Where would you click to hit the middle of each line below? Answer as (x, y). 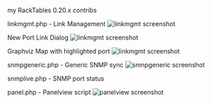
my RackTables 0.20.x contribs (52, 10)
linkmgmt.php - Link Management (57, 24)
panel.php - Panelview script (49, 92)
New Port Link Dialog (38, 37)
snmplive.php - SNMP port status (56, 78)
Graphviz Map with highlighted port (59, 51)
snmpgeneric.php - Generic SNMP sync (65, 65)
